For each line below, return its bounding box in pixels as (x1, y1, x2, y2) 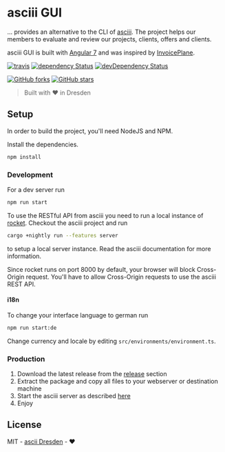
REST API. (7, 279, 36, 288)
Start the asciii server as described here (17, 392, 131, 400)
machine (17, 384, 43, 393)
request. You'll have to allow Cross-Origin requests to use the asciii (25, 273, 217, 281)
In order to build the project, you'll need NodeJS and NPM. (7, 126, 173, 135)
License (7, 419, 42, 431)
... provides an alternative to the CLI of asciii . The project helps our (7, 28, 196, 36)
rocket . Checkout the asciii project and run (7, 219, 128, 227)
